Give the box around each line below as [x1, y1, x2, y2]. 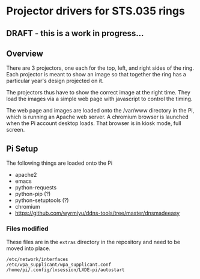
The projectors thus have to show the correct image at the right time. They [6, 89, 191, 96]
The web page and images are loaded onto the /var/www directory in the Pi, [6, 107, 195, 114]
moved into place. [6, 245, 51, 252]
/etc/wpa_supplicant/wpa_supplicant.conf [6, 262, 112, 268]
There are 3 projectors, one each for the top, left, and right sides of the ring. [6, 64, 194, 72]
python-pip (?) [14, 191, 51, 198]
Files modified [6, 224, 49, 233]
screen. [6, 126, 25, 133]
